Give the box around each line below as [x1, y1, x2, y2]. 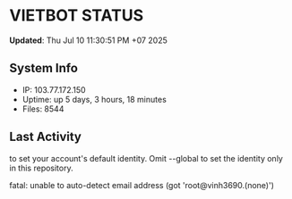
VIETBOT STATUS [9, 5, 144, 26]
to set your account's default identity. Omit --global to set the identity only [9, 153, 284, 163]
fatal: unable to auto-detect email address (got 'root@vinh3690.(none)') [9, 179, 275, 190]
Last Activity [9, 129, 82, 145]
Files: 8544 [21, 104, 64, 114]
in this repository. [9, 162, 73, 173]
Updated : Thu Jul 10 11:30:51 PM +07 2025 [9, 35, 168, 46]
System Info [9, 61, 79, 76]
